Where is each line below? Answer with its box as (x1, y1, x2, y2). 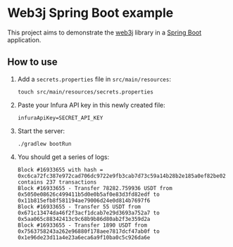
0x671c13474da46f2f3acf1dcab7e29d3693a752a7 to (17, 209, 160, 216)
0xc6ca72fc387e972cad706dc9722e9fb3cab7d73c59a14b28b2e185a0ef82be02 (17, 172, 227, 179)
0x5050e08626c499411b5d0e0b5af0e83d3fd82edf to (17, 191, 160, 198)
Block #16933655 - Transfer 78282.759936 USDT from (17, 184, 172, 191)
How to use (7, 56, 58, 68)
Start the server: (17, 127, 65, 135)
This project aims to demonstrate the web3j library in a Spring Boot (7, 28, 202, 37)
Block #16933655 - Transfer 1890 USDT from (17, 222, 148, 229)
